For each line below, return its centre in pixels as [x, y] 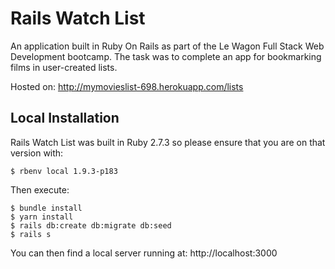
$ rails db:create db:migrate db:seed [91, 225]
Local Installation [65, 118]
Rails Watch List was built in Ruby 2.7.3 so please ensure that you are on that [168, 142]
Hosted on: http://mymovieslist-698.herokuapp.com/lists [127, 86]
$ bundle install [46, 208]
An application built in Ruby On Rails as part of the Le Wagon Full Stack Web [167, 46]
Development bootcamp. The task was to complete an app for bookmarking [166, 56]
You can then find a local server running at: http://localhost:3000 [144, 253]
